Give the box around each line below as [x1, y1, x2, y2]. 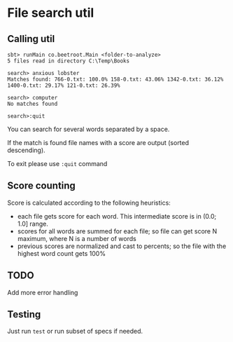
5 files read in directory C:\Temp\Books [7, 57, 130, 64]
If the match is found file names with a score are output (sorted [7, 139, 190, 146]
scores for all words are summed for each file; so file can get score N [17, 226, 218, 235]
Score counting [7, 180, 76, 192]
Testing [7, 308, 41, 320]
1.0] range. [17, 219, 49, 228]
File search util [7, 5, 94, 21]
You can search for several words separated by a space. [7, 125, 170, 133]
